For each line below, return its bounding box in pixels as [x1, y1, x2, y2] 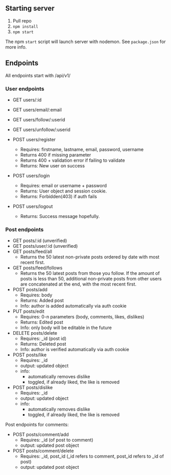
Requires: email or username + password [20, 182, 107, 188]
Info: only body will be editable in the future [20, 325, 112, 331]
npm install [12, 24, 38, 29]
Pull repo [12, 17, 32, 24]
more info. [5, 44, 27, 50]
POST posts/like [12, 352, 47, 358]
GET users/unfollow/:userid [12, 126, 70, 133]
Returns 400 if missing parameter [20, 152, 91, 158]
